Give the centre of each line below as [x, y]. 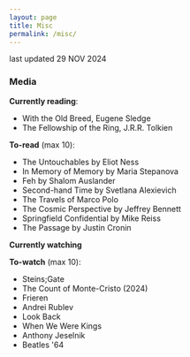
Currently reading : [44, 101]
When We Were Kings [62, 326]
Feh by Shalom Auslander [68, 180]
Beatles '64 [43, 345]
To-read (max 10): [42, 144]
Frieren [35, 298]
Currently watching [46, 245]
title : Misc [31, 26]
